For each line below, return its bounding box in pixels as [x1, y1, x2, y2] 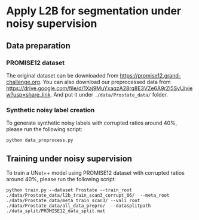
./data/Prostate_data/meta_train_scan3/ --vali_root [6, 197, 140, 203]
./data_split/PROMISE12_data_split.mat [6, 207, 106, 214]
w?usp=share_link [6, 91, 51, 98]
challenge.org [6, 78, 41, 85]
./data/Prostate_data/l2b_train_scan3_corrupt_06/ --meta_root [6, 192, 170, 198]
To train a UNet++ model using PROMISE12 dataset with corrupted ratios [6, 169, 185, 176]
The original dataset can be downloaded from [6, 72, 119, 79]
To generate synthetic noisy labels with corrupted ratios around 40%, [6, 119, 177, 126]
